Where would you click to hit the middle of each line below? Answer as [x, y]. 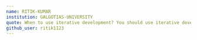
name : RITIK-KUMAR [28, 11]
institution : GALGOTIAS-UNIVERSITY [50, 17]
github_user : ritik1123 [35, 28]
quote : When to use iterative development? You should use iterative [93, 22]
